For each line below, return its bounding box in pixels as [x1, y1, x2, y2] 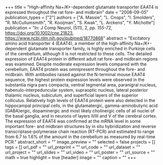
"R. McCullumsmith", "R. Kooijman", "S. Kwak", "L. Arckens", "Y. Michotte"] [5, 20, 155, 25]
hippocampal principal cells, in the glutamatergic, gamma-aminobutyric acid [5, 103, 158, 108]
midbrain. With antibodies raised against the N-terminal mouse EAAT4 [5, 72, 145, 77]
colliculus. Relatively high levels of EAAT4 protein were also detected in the [5, 98, 156, 103]
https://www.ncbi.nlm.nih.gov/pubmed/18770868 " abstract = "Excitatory [5, 35, 150, 41]
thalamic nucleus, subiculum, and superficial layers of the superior [5, 92, 139, 98]
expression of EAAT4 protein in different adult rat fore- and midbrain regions [5, 56, 158, 62]
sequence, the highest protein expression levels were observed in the [5, 77, 145, 82]
